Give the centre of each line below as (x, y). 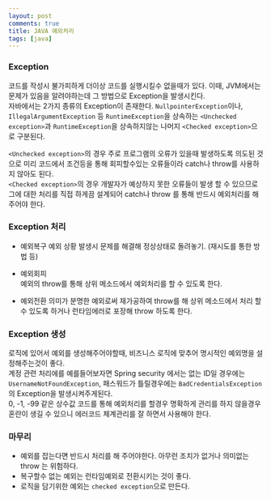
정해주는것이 (28, 363)
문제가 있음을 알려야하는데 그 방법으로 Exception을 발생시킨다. (107, 96)
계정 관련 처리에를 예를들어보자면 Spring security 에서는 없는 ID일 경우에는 (127, 373)
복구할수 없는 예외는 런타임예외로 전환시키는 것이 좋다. (106, 476)
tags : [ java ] (30, 38)
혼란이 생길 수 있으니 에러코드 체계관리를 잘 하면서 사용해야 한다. (110, 414)
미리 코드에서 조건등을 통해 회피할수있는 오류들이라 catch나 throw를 (131, 164)
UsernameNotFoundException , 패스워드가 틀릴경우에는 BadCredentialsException (135, 384)
